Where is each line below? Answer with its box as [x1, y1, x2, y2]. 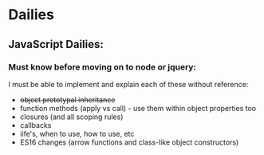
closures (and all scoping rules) [19, 112, 124, 121]
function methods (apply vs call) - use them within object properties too [19, 103, 257, 113]
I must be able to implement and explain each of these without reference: [8, 79, 249, 89]
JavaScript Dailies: [8, 38, 104, 51]
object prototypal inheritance [19, 94, 116, 105]
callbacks [19, 120, 52, 129]
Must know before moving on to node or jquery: [8, 62, 197, 73]
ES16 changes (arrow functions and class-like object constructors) [19, 137, 239, 147]
